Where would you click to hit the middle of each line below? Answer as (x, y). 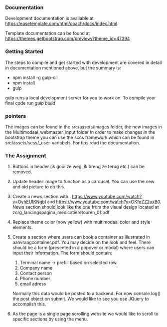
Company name (36, 268)
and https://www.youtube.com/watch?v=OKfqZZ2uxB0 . (104, 202)
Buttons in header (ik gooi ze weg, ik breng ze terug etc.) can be (79, 167)
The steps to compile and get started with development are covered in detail (83, 62)
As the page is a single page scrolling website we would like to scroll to (85, 314)
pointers (16, 116)
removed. (22, 172)
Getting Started (24, 51)
